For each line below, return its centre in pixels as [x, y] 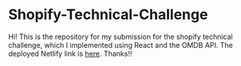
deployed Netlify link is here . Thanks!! [70, 53]
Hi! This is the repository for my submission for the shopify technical [120, 37]
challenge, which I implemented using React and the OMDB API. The [120, 45]
